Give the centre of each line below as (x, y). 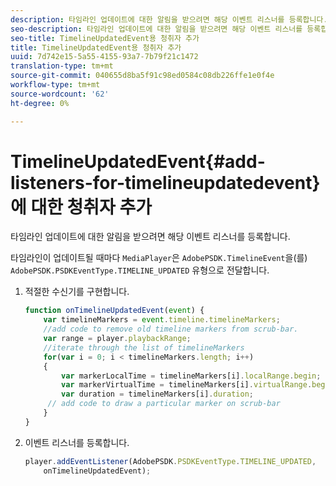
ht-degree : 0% (40, 103)
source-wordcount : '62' (60, 94)
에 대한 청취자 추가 (81, 207)
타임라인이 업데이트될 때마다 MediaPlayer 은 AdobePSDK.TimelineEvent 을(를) (159, 258)
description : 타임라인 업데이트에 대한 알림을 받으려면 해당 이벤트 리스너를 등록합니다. (169, 19)
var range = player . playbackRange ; (117, 339)
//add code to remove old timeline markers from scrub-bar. (171, 329)
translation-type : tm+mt (62, 66)
